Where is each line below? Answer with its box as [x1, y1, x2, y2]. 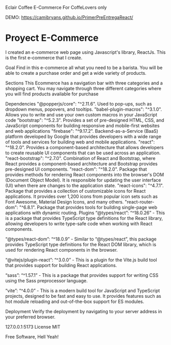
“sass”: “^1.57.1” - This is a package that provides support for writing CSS [5, 272, 159, 278]
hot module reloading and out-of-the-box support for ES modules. [5, 298, 144, 305]
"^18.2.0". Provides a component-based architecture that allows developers [5, 144, 164, 150]
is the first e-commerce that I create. [5, 54, 83, 60]
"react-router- [125, 198, 155, 205]
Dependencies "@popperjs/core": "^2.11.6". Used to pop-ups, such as [5, 100, 152, 107]
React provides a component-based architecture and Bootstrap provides [5, 160, 158, 167]
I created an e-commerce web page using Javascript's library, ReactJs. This [5, 49, 166, 55]
